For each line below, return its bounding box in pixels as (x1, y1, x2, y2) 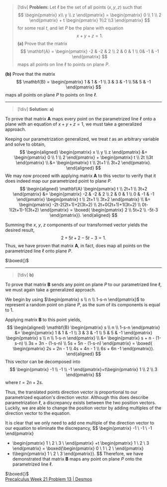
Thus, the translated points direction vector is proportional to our (5, 389, 138, 395)
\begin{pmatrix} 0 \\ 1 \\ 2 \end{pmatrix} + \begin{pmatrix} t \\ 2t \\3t (14, 154, 153, 160)
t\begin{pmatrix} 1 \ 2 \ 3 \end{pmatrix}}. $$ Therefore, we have (12, 451, 144, 457)
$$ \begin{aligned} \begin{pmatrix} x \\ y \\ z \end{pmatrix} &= (19, 149, 148, 155)
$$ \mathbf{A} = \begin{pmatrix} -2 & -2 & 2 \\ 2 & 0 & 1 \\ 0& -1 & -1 (20, 48, 159, 54)
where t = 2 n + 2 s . (5, 380, 43, 385)
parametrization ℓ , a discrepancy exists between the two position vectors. (5, 400, 156, 405)
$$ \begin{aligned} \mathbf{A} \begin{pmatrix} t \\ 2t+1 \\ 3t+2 (19, 186, 148, 192)
